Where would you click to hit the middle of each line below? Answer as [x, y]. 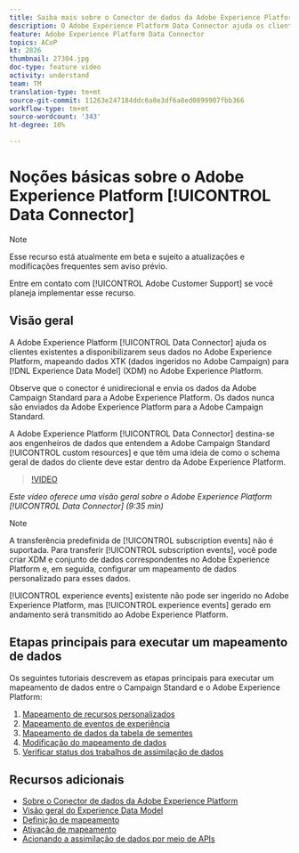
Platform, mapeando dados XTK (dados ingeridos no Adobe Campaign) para [149, 361]
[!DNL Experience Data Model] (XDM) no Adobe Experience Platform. [137, 370]
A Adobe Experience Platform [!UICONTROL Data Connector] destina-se [142, 434]
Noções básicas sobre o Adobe [127, 177]
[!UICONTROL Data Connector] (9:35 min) [87, 506]
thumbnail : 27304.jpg [49, 59]
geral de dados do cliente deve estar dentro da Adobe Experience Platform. [148, 462]
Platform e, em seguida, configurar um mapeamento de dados [123, 569]
